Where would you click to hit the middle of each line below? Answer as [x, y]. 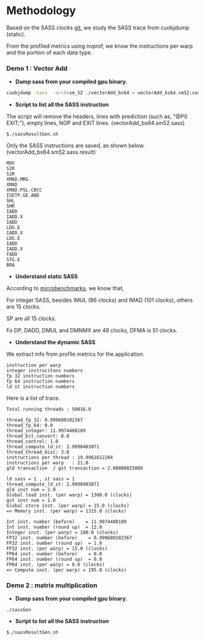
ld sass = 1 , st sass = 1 [41, 479]
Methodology [41, 11]
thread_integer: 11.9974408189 [46, 431]
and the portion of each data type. [49, 52]
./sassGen [19, 610]
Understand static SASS [46, 277]
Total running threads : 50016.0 [49, 410]
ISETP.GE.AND [23, 196]
